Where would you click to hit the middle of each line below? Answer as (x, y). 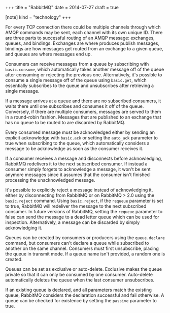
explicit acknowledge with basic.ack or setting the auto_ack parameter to (82, 138)
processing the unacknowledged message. (50, 180)
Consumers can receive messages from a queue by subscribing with (77, 64)
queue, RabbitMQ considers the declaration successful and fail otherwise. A (85, 295)
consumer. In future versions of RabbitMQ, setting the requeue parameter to (84, 211)
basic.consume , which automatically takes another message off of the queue (85, 69)
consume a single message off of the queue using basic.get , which (76, 80)
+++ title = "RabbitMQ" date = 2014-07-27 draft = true (62, 7)
